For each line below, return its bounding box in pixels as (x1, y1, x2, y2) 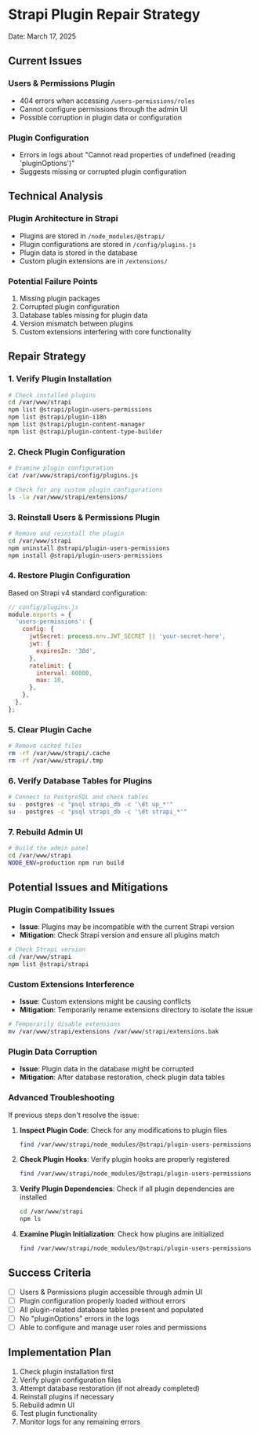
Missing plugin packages (19, 293, 100, 303)
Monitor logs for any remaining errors (19, 1417, 141, 1426)
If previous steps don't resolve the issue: (8, 1110, 140, 1119)
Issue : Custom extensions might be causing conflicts (19, 997, 191, 1006)
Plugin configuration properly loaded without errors (19, 1296, 186, 1305)
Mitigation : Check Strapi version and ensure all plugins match (19, 931, 220, 940)
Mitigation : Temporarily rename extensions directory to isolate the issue (19, 1005, 253, 1015)
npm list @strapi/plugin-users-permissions (8, 406, 153, 414)
